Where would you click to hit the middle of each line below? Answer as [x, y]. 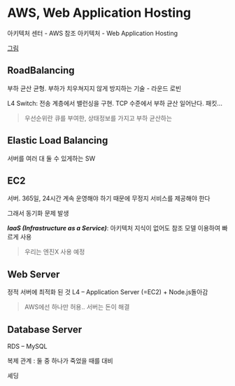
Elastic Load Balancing [58, 140]
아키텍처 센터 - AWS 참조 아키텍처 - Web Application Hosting [93, 33]
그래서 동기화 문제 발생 [38, 213]
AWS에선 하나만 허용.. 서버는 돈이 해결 [77, 307]
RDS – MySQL [27, 346]
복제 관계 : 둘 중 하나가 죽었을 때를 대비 [60, 361]
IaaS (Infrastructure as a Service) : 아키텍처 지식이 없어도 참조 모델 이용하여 [114, 228]
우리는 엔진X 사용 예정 [55, 252]
